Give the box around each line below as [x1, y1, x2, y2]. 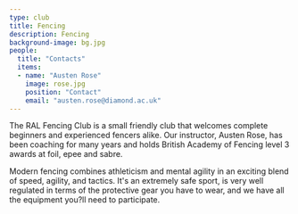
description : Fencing [9, 29, 90, 38]
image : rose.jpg [25, 79, 87, 88]
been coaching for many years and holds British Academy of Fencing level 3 [9, 139, 290, 150]
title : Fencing [9, 21, 66, 30]
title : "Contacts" [17, 54, 87, 63]
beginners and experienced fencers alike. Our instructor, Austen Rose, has [9, 130, 283, 141]
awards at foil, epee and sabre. [9, 149, 123, 160]
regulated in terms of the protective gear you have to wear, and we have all [9, 185, 285, 196]
